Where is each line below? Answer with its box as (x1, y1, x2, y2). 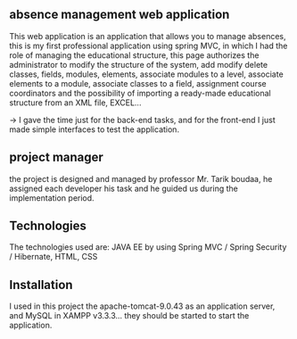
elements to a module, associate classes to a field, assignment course (9, 78, 267, 88)
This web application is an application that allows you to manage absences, (9, 30, 286, 41)
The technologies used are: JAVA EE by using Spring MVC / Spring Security (9, 242, 287, 252)
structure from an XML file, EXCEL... (9, 97, 142, 108)
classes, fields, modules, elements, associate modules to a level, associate (9, 69, 284, 79)
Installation (9, 277, 73, 293)
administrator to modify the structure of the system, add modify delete (9, 59, 268, 70)
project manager (9, 150, 104, 165)
